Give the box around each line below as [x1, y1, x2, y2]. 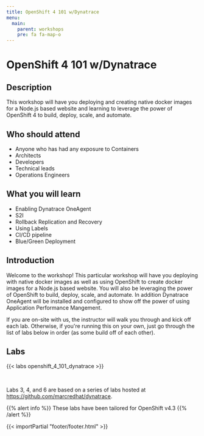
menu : [6, 15, 20, 21]
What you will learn [6, 189, 81, 199]
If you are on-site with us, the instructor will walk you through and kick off [6, 316, 191, 323]
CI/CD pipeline [15, 231, 52, 238]
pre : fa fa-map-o [17, 32, 62, 38]
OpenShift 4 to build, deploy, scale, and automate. [6, 111, 132, 119]
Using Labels [15, 224, 49, 232]
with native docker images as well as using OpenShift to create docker [6, 278, 183, 285]
